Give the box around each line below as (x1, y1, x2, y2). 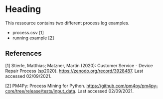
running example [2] (12, 35, 54, 41)
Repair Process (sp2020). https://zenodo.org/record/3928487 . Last (5, 68, 144, 74)
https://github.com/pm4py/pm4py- (86, 83, 158, 89)
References (5, 49, 42, 58)
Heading (5, 3, 41, 15)
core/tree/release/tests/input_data (5, 88, 76, 94)
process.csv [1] (12, 29, 44, 35)
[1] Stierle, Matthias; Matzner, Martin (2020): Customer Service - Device (5, 62, 153, 68)
